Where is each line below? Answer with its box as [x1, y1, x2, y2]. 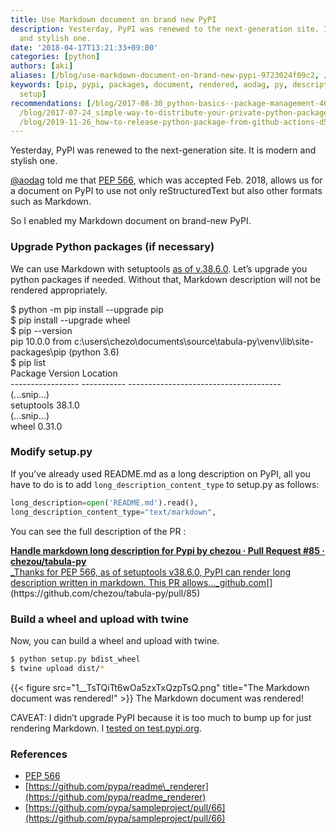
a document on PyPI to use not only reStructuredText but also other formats [10, 185, 323, 197]
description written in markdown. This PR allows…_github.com [10, 576, 267, 588]
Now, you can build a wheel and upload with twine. [10, 634, 220, 646]
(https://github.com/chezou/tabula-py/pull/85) [10, 587, 201, 599]
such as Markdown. [10, 196, 92, 208]
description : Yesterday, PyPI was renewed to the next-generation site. [10, 24, 320, 34]
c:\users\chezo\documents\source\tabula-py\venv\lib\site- [74, 335, 314, 347]
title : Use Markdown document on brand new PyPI [10, 14, 217, 25]
